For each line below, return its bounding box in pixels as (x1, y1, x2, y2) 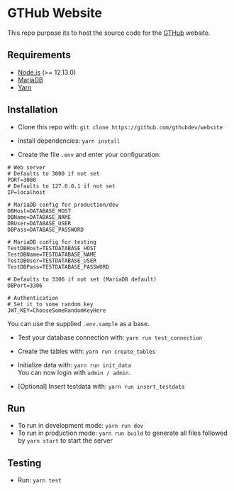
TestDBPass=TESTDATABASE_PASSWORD (7, 263, 110, 271)
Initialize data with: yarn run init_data (17, 360, 131, 369)
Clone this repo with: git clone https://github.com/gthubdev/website (17, 122, 223, 131)
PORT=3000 (7, 176, 37, 183)
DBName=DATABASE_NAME (7, 213, 72, 221)
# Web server (7, 163, 46, 171)
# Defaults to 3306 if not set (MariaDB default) (7, 276, 157, 283)
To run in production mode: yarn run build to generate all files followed (17, 428, 228, 438)
